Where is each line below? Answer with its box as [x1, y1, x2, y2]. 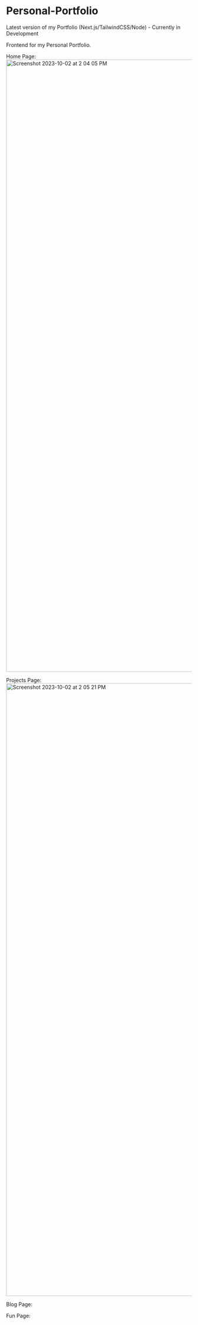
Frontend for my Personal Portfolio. [6, 41, 91, 48]
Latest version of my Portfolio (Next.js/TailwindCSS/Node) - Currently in [6, 24, 181, 31]
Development [6, 30, 39, 37]
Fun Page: [6, 1312, 31, 1319]
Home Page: [6, 53, 37, 60]
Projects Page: [6, 676, 42, 683]
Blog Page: [6, 1300, 33, 1308]
